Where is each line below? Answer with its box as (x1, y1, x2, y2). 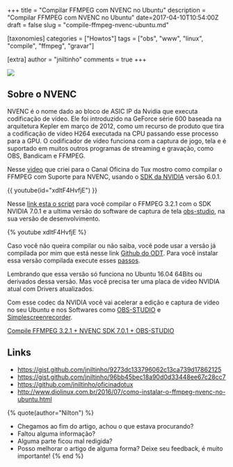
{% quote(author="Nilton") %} (7, 408, 94, 417)
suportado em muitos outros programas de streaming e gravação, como (7, 144, 214, 152)
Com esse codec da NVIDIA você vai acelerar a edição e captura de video (7, 298, 220, 306)
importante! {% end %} (17, 452, 84, 460)
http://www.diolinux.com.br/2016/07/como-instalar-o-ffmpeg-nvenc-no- (17, 387, 226, 396)
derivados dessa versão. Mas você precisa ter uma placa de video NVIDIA (7, 277, 220, 286)
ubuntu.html (17, 394, 52, 403)
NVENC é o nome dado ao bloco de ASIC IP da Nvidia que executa (7, 107, 198, 115)
